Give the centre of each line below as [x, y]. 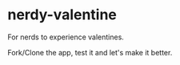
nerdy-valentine [62, 15]
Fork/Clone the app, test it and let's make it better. [90, 52]
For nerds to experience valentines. [66, 37]
